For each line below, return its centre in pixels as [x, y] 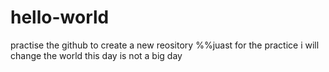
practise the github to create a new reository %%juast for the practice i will [165, 45]
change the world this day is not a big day [96, 55]
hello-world [60, 17]
